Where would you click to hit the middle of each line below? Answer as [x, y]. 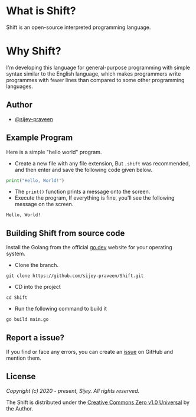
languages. [20, 86]
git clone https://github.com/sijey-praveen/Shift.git [75, 276]
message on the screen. [44, 204]
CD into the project [37, 287]
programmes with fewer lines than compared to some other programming [95, 80]
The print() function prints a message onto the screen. [82, 192]
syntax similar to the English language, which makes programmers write [94, 74]
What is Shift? [41, 11]
